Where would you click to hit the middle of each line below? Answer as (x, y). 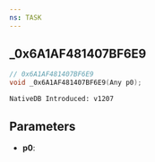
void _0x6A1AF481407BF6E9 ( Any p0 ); (76, 83)
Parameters (43, 126)
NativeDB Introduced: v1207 (62, 99)
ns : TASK (26, 17)
